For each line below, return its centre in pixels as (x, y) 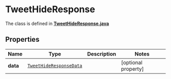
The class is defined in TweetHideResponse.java (57, 23)
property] (132, 69)
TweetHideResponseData (55, 65)
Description (102, 54)
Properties (22, 39)
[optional (132, 62)
